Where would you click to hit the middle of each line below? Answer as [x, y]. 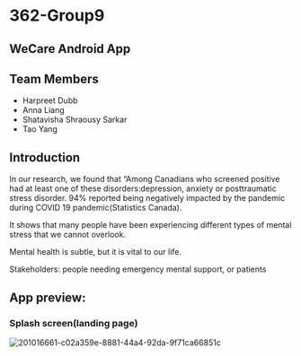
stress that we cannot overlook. [68, 235]
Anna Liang [43, 110]
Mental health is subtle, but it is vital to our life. [96, 252]
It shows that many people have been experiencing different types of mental [150, 225]
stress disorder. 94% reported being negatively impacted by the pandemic [147, 198]
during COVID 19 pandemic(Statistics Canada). [96, 208]
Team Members [54, 78]
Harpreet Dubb [50, 100]
